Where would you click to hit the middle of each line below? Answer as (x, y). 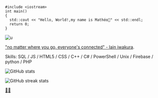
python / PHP (19, 62)
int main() (16, 11)
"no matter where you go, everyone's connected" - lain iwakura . (70, 47)
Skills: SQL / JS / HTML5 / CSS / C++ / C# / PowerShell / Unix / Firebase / (79, 57)
